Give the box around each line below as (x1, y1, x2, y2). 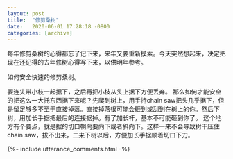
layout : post (7, 10, 45, 17)
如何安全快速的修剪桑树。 (7, 73, 80, 81)
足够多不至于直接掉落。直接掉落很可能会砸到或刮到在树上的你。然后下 (19, 105, 220, 113)
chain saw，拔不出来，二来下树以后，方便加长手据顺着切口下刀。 (7, 131, 194, 140)
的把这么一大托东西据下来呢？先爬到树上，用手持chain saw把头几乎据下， (7, 97, 218, 105)
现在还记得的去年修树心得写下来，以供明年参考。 (7, 58, 147, 67)
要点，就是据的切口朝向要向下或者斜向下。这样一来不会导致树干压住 (25, 122, 220, 131)
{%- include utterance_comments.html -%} (7, 145, 130, 153)
